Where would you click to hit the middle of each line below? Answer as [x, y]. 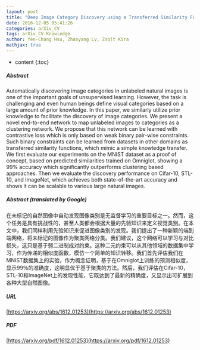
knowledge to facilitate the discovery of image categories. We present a [94, 116]
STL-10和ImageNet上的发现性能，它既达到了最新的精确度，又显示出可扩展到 [100, 275]
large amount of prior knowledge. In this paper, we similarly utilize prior [93, 110]
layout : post [22, 12]
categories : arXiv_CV [33, 28]
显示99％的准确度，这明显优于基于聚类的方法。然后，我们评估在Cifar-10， [97, 268]
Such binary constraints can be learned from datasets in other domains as [97, 142]
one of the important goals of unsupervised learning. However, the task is [96, 97]
